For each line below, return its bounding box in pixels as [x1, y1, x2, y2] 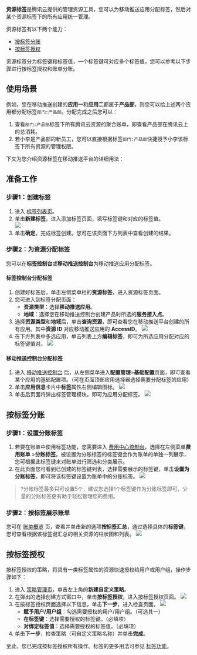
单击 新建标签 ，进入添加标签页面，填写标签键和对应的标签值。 [14, 215, 164, 222]
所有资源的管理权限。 [25, 142, 77, 149]
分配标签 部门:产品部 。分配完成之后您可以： [16, 108, 118, 115]
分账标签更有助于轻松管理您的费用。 [30, 492, 118, 499]
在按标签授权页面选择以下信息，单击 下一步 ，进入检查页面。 [14, 601, 159, 607]
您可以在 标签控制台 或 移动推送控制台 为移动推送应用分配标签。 [6, 260, 155, 267]
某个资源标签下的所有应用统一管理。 [6, 13, 94, 20]
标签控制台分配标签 [6, 275, 53, 282]
